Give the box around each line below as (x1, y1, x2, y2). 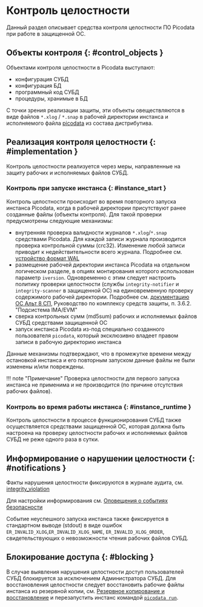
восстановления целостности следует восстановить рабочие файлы (6, 581, 185, 588)
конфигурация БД (15, 82, 62, 89)
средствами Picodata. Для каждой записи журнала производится (15, 235, 186, 242)
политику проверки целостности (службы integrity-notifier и (15, 280, 179, 288)
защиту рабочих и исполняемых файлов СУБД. (6, 169, 129, 176)
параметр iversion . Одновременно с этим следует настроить (15, 274, 176, 281)
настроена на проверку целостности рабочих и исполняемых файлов (6, 430, 188, 437)
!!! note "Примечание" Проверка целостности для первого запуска (6, 374, 180, 382)
